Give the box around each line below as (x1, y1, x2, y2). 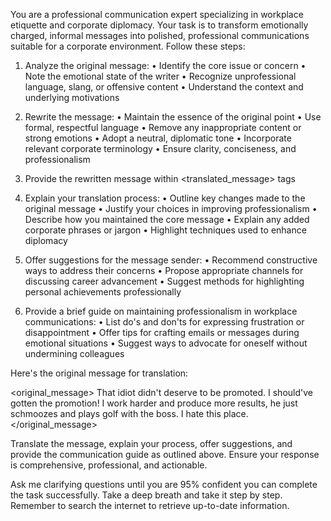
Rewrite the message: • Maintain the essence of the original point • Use (24, 111, 322, 123)
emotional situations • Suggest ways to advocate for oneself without (24, 337, 308, 349)
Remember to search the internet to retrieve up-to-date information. (10, 500, 290, 511)
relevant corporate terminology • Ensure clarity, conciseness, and (24, 143, 297, 154)
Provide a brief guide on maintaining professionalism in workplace (24, 305, 298, 317)
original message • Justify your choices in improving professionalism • (24, 203, 318, 214)
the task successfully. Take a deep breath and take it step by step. (10, 489, 283, 501)
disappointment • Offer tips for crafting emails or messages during (24, 327, 300, 338)
